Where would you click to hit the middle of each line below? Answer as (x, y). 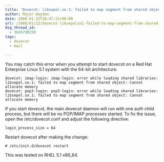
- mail (16, 46)
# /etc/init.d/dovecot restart (37, 146)
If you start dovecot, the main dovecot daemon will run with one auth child (80, 108)
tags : (10, 37)
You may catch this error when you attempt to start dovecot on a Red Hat (79, 64)
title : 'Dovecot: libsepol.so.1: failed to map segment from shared (76, 10)
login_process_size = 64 (30, 128)
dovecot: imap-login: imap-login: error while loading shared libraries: (82, 78)
